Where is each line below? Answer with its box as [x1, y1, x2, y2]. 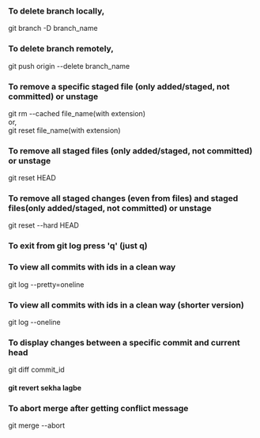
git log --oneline [8, 318, 61, 327]
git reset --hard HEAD [8, 221, 79, 230]
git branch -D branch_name [8, 24, 98, 33]
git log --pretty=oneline [8, 279, 85, 289]
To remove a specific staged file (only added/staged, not [8, 81, 231, 92]
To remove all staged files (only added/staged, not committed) [8, 145, 253, 156]
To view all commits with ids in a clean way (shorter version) [8, 299, 245, 310]
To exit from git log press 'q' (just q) [8, 240, 148, 251]
